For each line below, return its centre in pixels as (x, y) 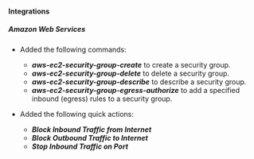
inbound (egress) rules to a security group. (102, 99)
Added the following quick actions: (76, 114)
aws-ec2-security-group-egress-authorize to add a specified (136, 90)
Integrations (29, 11)
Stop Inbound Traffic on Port (80, 146)
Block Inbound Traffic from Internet (92, 129)
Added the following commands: (73, 49)
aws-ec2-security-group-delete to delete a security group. (130, 73)
